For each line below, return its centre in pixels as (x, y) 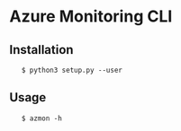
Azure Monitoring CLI (91, 17)
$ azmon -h (42, 118)
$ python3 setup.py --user (72, 70)
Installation (41, 50)
